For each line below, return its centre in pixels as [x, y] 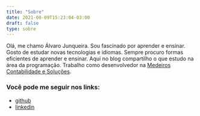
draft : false [23, 23]
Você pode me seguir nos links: [53, 87]
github [23, 100]
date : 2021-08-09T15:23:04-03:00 [48, 18]
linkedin [25, 107]
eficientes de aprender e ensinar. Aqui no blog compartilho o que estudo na [100, 59]
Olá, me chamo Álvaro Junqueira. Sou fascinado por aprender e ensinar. [96, 46]
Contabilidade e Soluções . [39, 72]
